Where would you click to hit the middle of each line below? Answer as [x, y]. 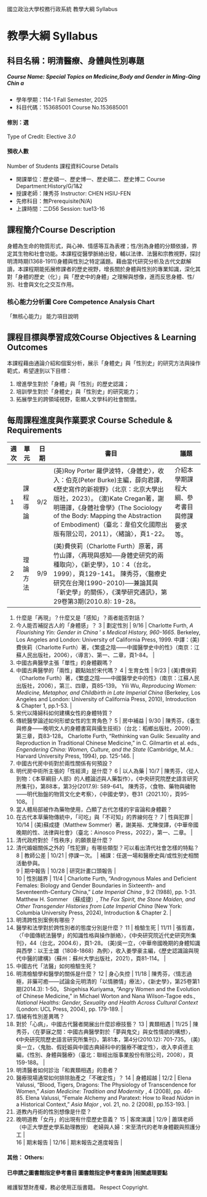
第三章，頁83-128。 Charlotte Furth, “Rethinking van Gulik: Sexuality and [108, 736]
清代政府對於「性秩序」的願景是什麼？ [64, 840]
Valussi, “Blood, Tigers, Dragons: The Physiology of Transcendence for [106, 1085]
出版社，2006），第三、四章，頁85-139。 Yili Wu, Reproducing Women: [106, 685]
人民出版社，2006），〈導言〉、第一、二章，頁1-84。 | [88, 655]
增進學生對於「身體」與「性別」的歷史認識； [72, 383]
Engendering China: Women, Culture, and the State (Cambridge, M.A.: [105, 749]
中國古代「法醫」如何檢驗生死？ [56, 966]
